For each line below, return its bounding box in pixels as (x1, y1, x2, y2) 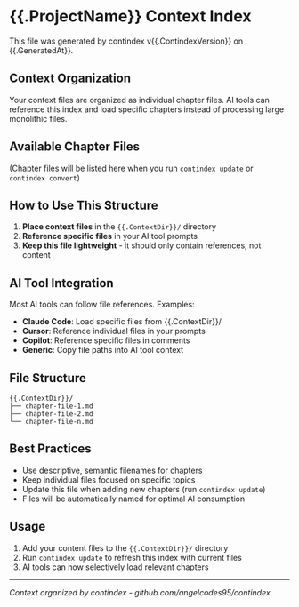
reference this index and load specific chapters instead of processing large (9, 104, 285, 115)
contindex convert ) (9, 172, 80, 183)
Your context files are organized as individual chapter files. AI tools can (9, 94, 270, 105)
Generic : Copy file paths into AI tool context (21, 345, 184, 355)
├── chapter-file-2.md (9, 410, 93, 419)
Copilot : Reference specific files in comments (21, 335, 190, 346)
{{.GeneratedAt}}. (9, 44, 74, 55)
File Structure (9, 371, 86, 386)
